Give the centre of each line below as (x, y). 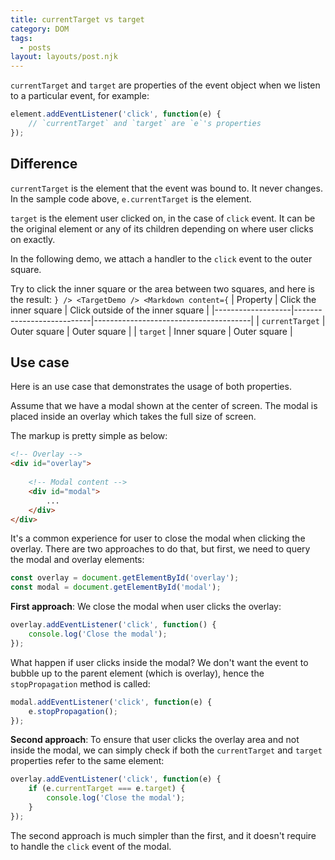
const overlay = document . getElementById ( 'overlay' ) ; (125, 578)
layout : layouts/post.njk (64, 57)
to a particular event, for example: (80, 96)
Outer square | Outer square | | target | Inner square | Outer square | (151, 331)
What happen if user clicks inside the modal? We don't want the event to (159, 662)
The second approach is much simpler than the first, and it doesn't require (163, 835)
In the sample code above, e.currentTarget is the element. (131, 198)
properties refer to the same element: (87, 761)
